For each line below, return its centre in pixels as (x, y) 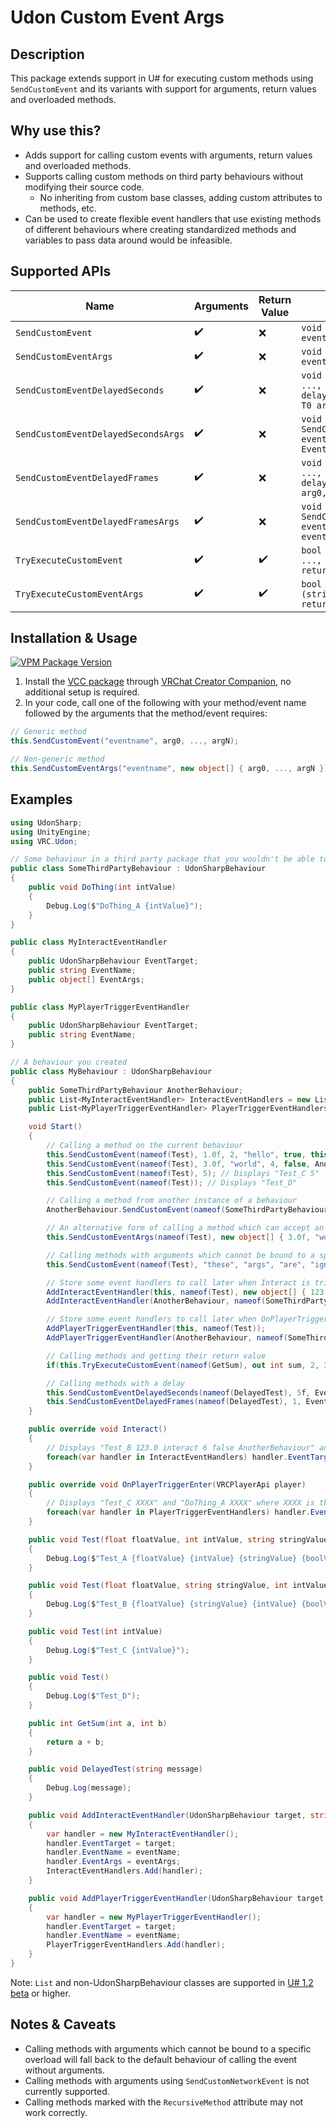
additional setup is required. (82, 692)
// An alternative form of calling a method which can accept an (185, 1228)
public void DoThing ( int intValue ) (102, 887)
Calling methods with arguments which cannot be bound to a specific (168, 2048)
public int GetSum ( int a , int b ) (98, 1723)
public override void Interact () (98, 1429)
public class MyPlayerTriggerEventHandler (100, 1007)
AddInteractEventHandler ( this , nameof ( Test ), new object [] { (176, 1292)
